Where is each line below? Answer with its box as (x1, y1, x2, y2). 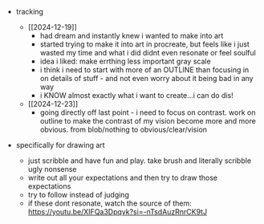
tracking (15, 7, 44, 16)
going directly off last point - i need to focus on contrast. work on (39, 108, 256, 117)
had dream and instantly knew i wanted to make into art (39, 31, 224, 40)
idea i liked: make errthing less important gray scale (39, 56, 211, 66)
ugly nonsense (27, 165, 78, 173)
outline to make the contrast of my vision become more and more (39, 116, 257, 125)
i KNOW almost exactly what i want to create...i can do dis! (39, 91, 234, 100)
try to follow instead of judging (27, 190, 130, 199)
